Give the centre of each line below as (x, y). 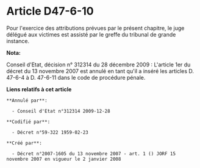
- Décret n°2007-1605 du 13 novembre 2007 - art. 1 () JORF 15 (94, 153)
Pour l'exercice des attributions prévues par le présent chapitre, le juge (95, 28)
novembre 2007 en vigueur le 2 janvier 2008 (64, 159)
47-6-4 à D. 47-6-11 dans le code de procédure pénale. (76, 77)
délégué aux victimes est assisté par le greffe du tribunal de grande (91, 34)
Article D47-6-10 (50, 11)
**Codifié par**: (28, 122)
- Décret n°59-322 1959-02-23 (50, 132)
